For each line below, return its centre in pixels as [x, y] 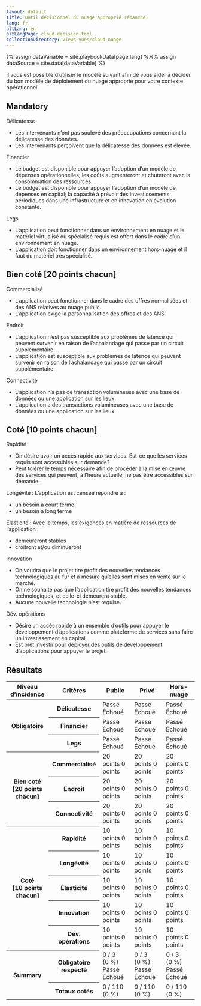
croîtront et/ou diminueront [48, 547]
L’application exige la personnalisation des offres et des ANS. [90, 314]
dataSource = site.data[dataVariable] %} [56, 63]
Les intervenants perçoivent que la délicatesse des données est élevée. [103, 145]
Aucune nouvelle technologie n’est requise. [68, 602]
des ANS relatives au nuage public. [58, 307]
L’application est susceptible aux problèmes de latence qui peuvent [98, 356]
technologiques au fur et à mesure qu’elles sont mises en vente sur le [100, 577]
